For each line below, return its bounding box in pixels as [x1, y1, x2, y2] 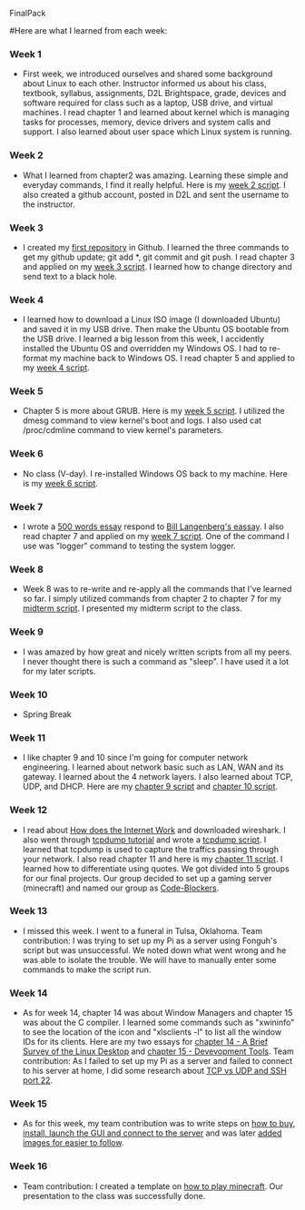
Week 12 [9, 803, 48, 816]
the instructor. [22, 199, 75, 210]
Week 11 [9, 731, 46, 743]
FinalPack [9, 8, 46, 18]
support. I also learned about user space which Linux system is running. [22, 126, 292, 137]
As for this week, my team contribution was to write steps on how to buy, [22, 1118, 296, 1129]
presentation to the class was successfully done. [22, 1190, 206, 1201]
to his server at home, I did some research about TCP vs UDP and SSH [22, 1066, 288, 1077]
